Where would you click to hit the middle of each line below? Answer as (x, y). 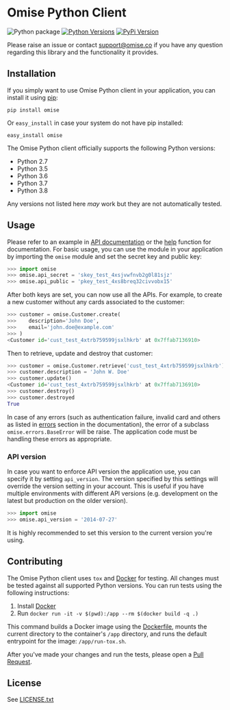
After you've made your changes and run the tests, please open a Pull (105, 654)
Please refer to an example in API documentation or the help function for (109, 242)
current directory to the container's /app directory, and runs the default (107, 634)
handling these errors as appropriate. (60, 439)
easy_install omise (35, 135)
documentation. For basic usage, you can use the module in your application (115, 249)
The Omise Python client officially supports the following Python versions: (111, 148)
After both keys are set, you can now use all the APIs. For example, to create (115, 295)
